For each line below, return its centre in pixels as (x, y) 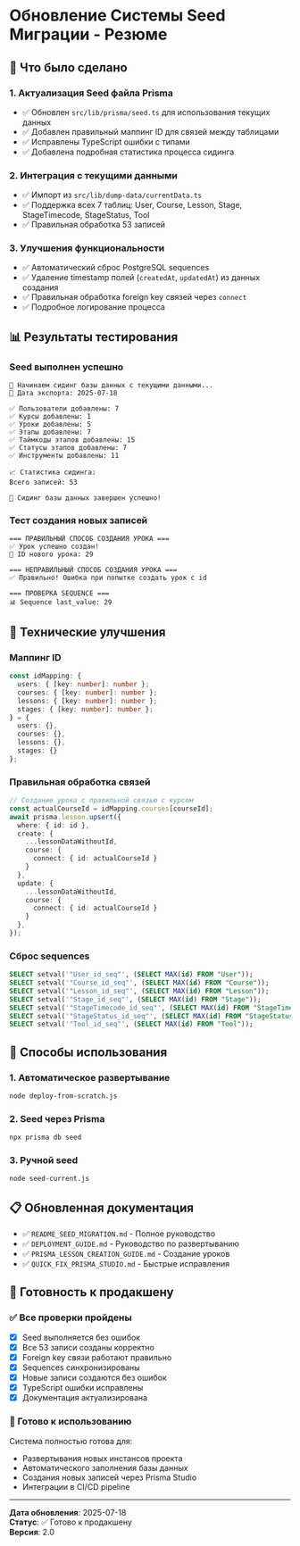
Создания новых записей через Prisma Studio (109, 1477)
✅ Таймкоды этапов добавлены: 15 (72, 440)
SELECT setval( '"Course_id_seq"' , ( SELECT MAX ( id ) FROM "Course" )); (139, 983)
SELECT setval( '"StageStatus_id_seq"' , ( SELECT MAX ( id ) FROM (125, 1016)
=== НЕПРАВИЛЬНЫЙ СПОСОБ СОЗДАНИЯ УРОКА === (93, 570)
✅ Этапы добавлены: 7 (50, 432)
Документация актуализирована (85, 1398)
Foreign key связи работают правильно (97, 1357)
